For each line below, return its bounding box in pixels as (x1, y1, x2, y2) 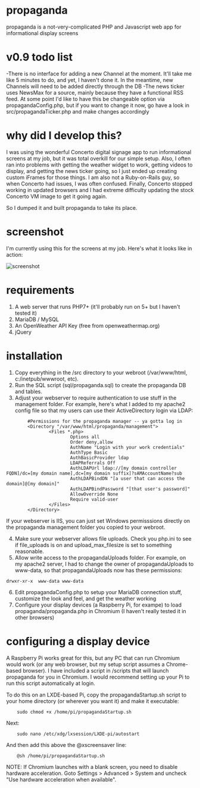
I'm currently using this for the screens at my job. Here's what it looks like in (6, 244, 192, 252)
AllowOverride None (70, 491, 118, 497)
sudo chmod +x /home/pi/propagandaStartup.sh (17, 709, 132, 715)
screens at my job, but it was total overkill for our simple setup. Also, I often (6, 155, 191, 162)
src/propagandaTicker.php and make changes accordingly (6, 108, 150, 115)
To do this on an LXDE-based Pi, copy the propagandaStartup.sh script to (6, 691, 187, 698)
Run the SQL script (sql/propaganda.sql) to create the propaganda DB (14, 381, 186, 388)
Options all (70, 434, 100, 440)
